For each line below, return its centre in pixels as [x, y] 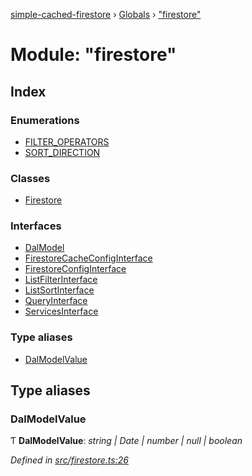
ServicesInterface [61, 311]
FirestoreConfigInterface [75, 269]
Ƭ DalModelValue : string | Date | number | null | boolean [126, 441]
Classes [30, 178]
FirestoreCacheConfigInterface [88, 258]
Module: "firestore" [93, 55]
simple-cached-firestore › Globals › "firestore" [106, 14]
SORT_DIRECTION [62, 152]
